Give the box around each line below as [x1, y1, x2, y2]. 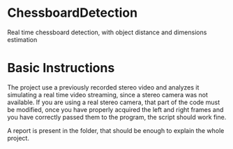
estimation [7, 35, 38, 43]
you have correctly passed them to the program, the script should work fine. [7, 113, 227, 121]
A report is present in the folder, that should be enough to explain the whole [7, 126, 225, 134]
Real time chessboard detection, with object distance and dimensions [7, 28, 207, 36]
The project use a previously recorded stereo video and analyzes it [7, 83, 200, 92]
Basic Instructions [7, 60, 115, 76]
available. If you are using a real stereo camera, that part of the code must [7, 98, 220, 106]
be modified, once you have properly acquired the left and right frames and [7, 105, 224, 113]
